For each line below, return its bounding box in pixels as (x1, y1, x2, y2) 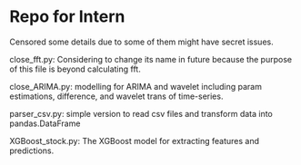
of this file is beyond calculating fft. (9, 63, 141, 74)
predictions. (9, 145, 55, 156)
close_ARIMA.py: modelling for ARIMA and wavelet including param (9, 81, 262, 92)
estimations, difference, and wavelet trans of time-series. (9, 91, 224, 102)
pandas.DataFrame (9, 118, 81, 129)
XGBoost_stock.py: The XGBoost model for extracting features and (9, 135, 260, 146)
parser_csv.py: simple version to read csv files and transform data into (9, 108, 273, 119)
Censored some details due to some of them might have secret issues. (9, 36, 275, 47)
